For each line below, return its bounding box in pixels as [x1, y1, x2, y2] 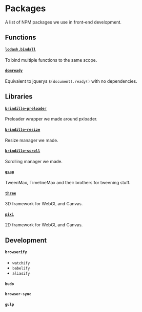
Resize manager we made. [5, 137, 59, 143]
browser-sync [5, 292, 32, 297]
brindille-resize [5, 127, 41, 132]
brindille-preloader [5, 106, 47, 111]
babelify [12, 265, 30, 271]
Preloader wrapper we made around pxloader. [5, 116, 98, 122]
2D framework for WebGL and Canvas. [5, 222, 83, 228]
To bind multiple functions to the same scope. [5, 57, 97, 63]
